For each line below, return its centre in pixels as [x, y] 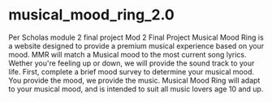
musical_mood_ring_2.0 [91, 15]
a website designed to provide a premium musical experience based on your [136, 45]
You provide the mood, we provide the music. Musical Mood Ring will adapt [134, 80]
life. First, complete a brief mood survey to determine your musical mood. [131, 71]
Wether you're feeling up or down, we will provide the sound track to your [132, 63]
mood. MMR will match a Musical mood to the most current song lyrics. [127, 54]
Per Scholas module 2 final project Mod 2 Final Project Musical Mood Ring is [136, 37]
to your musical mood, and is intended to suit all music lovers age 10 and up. [136, 89]
